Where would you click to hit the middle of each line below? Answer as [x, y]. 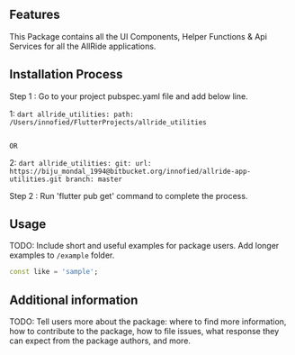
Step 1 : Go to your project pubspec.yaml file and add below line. [129, 96]
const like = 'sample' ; [54, 272]
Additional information [74, 300]
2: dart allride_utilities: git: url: [80, 162]
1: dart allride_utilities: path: [72, 114]
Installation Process [66, 74]
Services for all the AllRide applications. [83, 46]
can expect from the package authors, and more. [100, 341]
